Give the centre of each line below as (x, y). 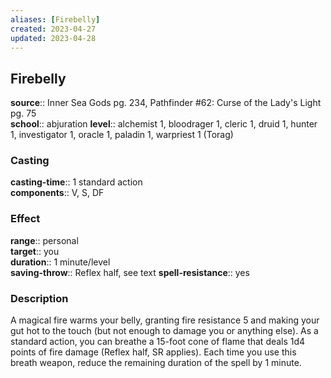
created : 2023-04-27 (53, 29)
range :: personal (44, 240)
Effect (25, 219)
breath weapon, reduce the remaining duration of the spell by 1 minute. (156, 363)
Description (39, 298)
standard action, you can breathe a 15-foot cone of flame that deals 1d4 (158, 342)
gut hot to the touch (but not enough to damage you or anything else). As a (164, 331)
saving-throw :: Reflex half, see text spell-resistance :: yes (130, 272)
